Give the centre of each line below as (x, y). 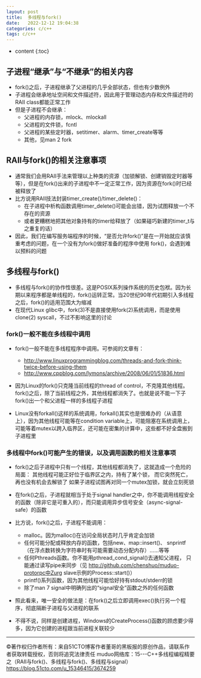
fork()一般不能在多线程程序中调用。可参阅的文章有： (80, 348)
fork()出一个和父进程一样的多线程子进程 (64, 400)
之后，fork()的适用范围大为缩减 (53, 302)
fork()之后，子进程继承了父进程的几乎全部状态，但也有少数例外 (92, 87)
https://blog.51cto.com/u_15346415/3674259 (61, 668)
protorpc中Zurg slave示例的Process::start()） (80, 573)
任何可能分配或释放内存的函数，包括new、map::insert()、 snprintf (105, 543)
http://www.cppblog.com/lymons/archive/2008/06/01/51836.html (104, 373)
